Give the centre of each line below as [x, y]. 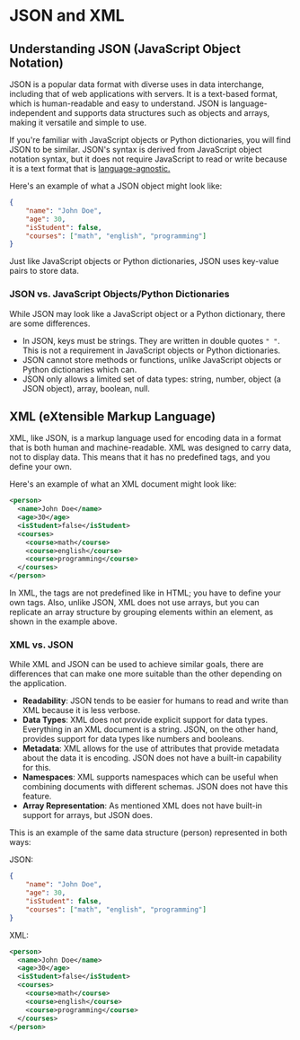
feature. [37, 797]
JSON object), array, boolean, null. [86, 388]
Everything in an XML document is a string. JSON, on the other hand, [150, 729]
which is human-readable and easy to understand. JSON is [119, 103]
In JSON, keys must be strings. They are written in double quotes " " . [151, 340]
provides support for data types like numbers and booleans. [133, 739]
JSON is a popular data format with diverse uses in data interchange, [137, 84]
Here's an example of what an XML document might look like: [123, 484]
